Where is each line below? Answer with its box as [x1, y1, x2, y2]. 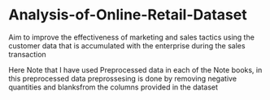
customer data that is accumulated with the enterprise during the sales [8, 40, 246, 50]
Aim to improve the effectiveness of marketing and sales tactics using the [8, 32, 255, 42]
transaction [8, 49, 46, 59]
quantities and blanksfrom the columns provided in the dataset [8, 82, 218, 92]
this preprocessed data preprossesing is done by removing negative [8, 73, 237, 83]
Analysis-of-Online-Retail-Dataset [8, 6, 247, 24]
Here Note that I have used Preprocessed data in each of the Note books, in [8, 65, 263, 74]
